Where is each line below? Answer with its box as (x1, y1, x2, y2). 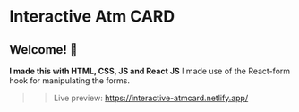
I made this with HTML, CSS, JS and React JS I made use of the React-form (9, 65, 291, 76)
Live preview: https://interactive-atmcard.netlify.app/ (53, 92, 249, 103)
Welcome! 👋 (9, 42, 78, 57)
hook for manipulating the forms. (9, 75, 131, 86)
